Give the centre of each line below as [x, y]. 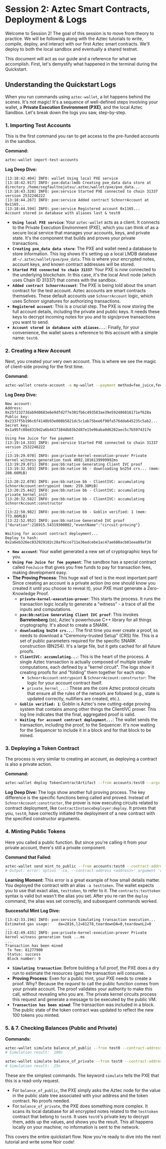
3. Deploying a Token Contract [42, 748]
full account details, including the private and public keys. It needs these [86, 311]
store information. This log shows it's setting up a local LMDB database [85, 254]
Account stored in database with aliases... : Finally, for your [76, 327]
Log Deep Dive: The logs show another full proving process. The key [75, 792]
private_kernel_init [26, 495]
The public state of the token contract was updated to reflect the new [83, 1010]
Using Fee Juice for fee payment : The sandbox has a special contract [84, 562]
